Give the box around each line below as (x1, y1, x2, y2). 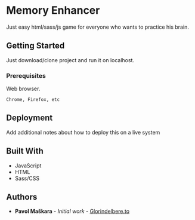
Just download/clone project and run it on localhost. (6, 56, 135, 63)
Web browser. (6, 85, 41, 93)
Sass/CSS (14, 175, 40, 182)
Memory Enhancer (6, 4, 100, 17)
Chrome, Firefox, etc (6, 97, 60, 103)
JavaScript (14, 162, 42, 169)
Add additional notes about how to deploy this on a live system (6, 129, 160, 136)
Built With (6, 146, 44, 156)
